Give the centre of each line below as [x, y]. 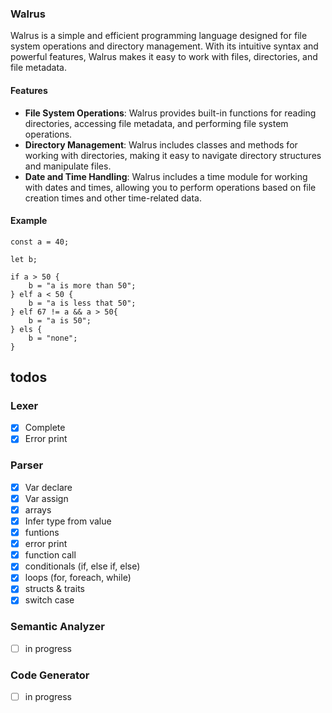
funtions [42, 533]
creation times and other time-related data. [113, 198]
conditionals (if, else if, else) [82, 566]
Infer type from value [68, 521]
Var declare [48, 487]
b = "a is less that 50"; [82, 303]
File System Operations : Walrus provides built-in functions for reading [170, 113]
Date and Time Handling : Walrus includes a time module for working [166, 176]
